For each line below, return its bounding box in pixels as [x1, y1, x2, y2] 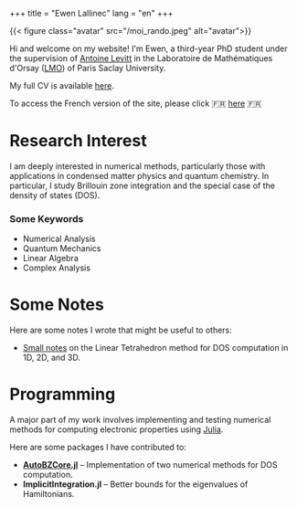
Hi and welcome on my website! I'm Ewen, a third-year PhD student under [9, 43, 288, 54]
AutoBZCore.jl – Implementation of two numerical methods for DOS [22, 459, 279, 470]
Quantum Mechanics [22, 243, 101, 254]
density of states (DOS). [9, 189, 101, 200]
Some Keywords [9, 212, 84, 225]
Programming [9, 384, 116, 405]
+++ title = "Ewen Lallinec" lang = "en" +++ [9, 8, 174, 18]
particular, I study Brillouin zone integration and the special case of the [9, 180, 276, 191]
